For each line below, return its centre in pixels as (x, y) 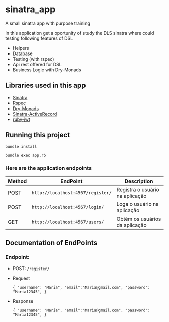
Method (17, 181)
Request (21, 278)
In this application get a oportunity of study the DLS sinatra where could (80, 33)
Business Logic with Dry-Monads (47, 70)
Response (23, 301)
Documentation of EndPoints (51, 243)
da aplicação (132, 225)
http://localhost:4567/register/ (72, 193)
